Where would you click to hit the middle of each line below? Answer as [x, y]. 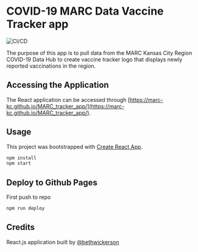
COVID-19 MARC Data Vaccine [85, 11]
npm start [19, 164]
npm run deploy [26, 209]
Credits [21, 227]
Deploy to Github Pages [52, 182]
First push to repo [29, 197]
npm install [21, 158]
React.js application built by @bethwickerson [63, 242]
